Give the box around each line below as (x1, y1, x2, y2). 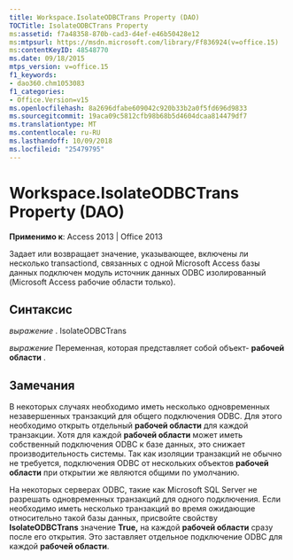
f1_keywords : (9, 71, 58, 80)
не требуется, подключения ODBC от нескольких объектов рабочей (9, 458, 269, 469)
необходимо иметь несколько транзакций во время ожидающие (9, 503, 256, 514)
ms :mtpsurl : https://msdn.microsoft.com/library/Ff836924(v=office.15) (9, 37, 279, 47)
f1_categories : (9, 87, 66, 96)
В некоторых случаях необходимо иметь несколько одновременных (9, 401, 271, 412)
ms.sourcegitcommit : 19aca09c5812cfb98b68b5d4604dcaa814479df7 (9, 112, 248, 121)
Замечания (9, 377, 75, 393)
